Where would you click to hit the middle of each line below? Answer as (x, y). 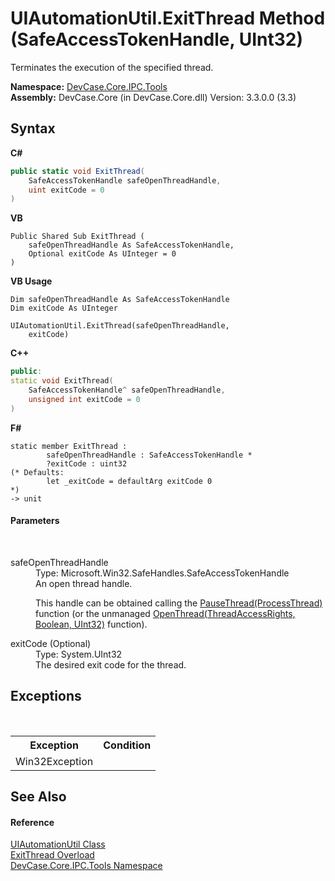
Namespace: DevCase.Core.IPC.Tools (89, 86)
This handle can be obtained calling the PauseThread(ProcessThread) (179, 603)
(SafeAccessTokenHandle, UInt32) (156, 39)
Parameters (35, 521)
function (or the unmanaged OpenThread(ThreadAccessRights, (165, 613)
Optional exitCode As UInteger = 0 (102, 254)
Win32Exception (54, 761)
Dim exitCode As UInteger (64, 308)
